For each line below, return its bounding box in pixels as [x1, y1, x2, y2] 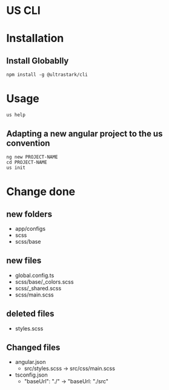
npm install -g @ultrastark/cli [6, 72, 88, 78]
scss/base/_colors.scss [15, 278, 74, 286]
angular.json [15, 358, 46, 366]
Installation [6, 32, 64, 46]
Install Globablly [6, 55, 69, 66]
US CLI [6, 4, 41, 18]
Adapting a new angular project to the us [6, 128, 163, 139]
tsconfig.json [15, 371, 48, 378]
